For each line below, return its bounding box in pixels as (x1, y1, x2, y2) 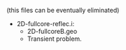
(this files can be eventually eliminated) (6, 6, 120, 14)
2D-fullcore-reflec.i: (16, 20, 75, 27)
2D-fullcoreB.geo (27, 27, 78, 35)
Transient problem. (27, 35, 82, 43)
